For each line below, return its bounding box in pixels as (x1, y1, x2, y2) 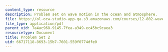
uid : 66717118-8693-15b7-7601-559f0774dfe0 (5, 40, 97, 45)
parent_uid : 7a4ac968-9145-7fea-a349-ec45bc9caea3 (5, 26, 113, 31)
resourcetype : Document (5, 30, 55, 35)
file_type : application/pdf (5, 21, 64, 26)
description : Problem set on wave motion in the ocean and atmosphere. (5, 12, 157, 17)
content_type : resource (5, 7, 55, 12)
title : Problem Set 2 (5, 35, 50, 40)
